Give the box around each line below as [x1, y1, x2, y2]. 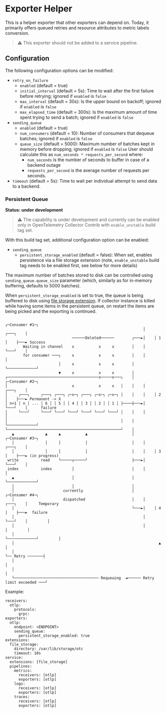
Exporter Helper [5, 3, 73, 14]
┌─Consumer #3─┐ [5, 436, 39, 441]
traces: [14, 695, 30, 700]
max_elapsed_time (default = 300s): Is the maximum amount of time [19, 109, 158, 115]
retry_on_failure [12, 78, 49, 83]
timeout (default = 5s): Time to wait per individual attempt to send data [12, 178, 158, 184]
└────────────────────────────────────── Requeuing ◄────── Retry [11, 576, 155, 581]
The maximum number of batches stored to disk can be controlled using [5, 272, 153, 278]
